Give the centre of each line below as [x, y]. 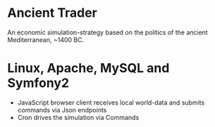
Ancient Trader [52, 13]
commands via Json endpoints [62, 109]
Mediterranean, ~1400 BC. [46, 39]
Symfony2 [38, 83]
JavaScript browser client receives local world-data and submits [111, 102]
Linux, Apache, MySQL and [88, 68]
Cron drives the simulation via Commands [78, 117]
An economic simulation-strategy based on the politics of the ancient [107, 32]
